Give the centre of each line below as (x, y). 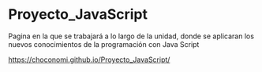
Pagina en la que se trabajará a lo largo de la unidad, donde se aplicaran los (131, 36)
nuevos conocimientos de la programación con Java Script (104, 44)
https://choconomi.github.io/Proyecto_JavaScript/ (89, 59)
